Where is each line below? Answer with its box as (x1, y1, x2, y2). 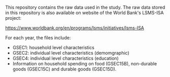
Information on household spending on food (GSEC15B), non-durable (12, 61, 157, 66)
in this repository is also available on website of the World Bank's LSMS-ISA (5, 10, 164, 16)
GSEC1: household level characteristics (12, 45, 95, 50)
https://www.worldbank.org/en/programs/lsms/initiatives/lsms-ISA (5, 25, 145, 31)
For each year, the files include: (5, 35, 71, 41)
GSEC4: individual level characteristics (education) (12, 55, 119, 61)
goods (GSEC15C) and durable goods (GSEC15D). (12, 66, 117, 72)
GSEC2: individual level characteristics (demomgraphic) (12, 50, 129, 56)
